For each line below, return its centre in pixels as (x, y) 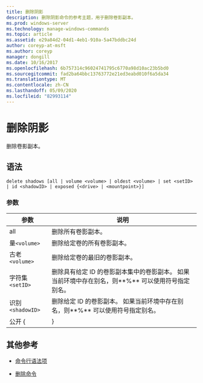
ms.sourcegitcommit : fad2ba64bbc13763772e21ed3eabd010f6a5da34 (88, 74)
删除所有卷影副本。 (79, 232)
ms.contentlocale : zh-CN (37, 85)
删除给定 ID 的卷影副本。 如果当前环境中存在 (114, 301)
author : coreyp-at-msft (36, 46)
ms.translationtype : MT (36, 79)
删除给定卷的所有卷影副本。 (91, 243)
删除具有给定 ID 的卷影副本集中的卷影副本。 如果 (120, 272)
